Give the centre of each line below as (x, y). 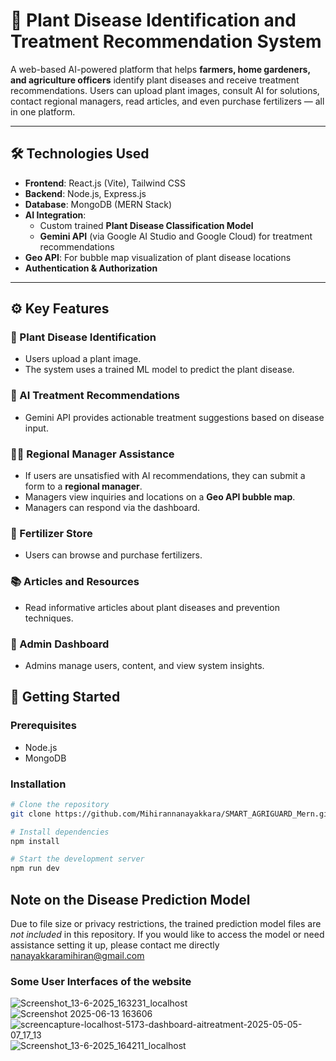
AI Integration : (55, 215)
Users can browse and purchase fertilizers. (113, 555)
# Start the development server (77, 859)
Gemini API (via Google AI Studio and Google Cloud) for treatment (176, 236)
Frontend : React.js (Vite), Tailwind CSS (105, 183)
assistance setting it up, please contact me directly (115, 945)
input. (36, 428)
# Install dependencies (60, 832)
